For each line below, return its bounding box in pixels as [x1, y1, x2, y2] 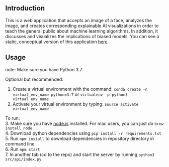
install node [5, 125, 33, 131]
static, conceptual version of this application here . [5, 39, 109, 45]
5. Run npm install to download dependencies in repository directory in [5, 135, 154, 141]
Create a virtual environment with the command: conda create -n [12, 86, 148, 92]
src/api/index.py [5, 156, 42, 162]
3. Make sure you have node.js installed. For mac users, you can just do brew [5, 120, 164, 126]
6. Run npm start [5, 146, 40, 152]
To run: [5, 115, 20, 121]
